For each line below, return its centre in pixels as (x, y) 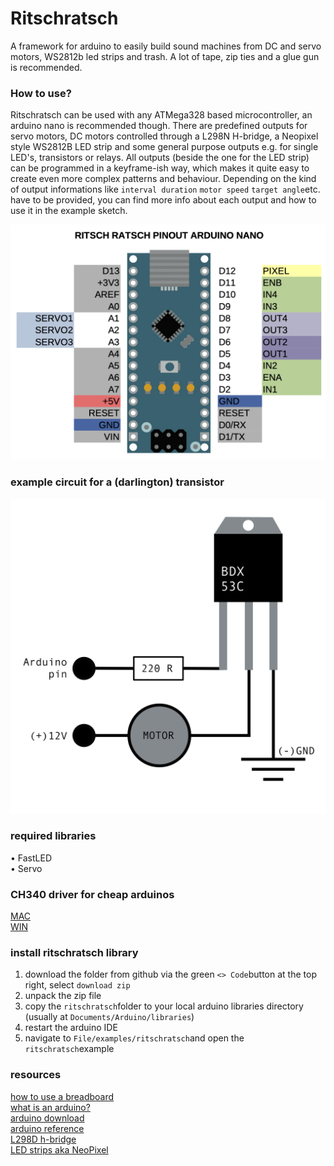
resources (36, 1075)
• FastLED (31, 858)
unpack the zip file (63, 996)
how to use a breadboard (62, 1096)
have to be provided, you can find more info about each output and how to (163, 200)
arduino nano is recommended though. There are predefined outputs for (159, 126)
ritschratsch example (69, 1049)
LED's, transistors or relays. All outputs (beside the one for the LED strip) (160, 158)
